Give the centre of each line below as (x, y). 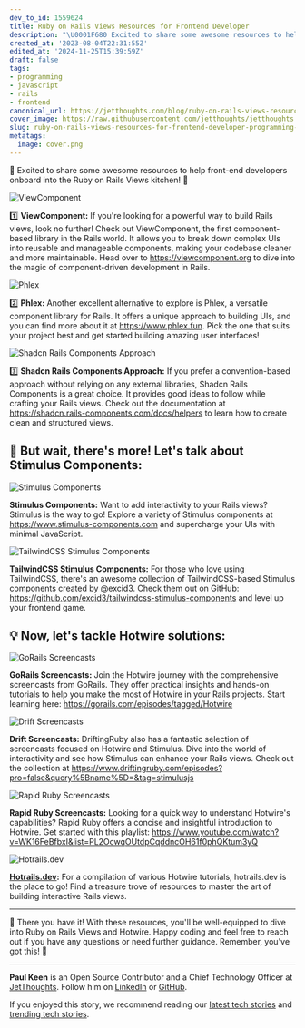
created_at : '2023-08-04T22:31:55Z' (79, 43)
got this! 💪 (29, 951)
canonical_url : (38, 111)
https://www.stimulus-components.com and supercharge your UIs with (142, 524)
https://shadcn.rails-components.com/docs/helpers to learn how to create (148, 413)
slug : (20, 128)
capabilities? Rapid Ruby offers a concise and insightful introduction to (141, 823)
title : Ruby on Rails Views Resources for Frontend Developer (129, 26)
